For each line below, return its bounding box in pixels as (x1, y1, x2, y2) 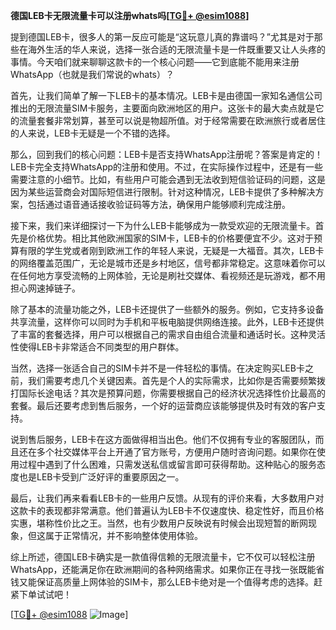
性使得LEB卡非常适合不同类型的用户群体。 (10, 341, 185, 353)
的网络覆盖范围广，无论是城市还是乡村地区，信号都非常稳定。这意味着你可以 (10, 257, 326, 269)
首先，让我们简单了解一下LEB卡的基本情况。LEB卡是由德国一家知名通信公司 (10, 90, 323, 101)
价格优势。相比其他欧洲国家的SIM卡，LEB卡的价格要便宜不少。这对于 (27, 232, 314, 244)
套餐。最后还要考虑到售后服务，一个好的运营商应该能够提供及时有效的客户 (10, 400, 317, 411)
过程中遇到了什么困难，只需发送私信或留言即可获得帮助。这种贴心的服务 (18, 459, 317, 470)
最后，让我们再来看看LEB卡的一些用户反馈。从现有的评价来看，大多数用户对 (10, 492, 325, 504)
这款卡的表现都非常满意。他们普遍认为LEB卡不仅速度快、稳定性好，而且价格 (10, 505, 325, 516)
